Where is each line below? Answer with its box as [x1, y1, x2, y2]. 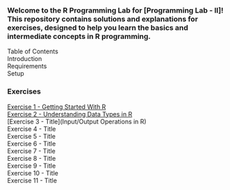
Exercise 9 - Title [7, 162, 56, 170]
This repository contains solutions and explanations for [7, 14, 198, 24]
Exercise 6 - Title [7, 139, 56, 148]
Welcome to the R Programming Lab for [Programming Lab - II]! [7, 6, 224, 15]
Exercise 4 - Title [7, 124, 56, 133]
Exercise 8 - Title [7, 154, 56, 162]
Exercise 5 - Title [7, 132, 56, 140]
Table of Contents [7, 47, 59, 55]
